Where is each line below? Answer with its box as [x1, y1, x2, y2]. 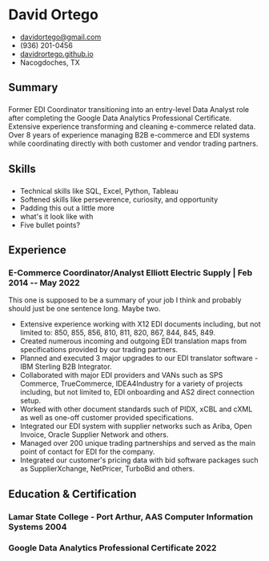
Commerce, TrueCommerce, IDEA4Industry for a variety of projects [19, 379, 243, 389]
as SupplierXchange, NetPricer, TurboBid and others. [19, 464, 195, 474]
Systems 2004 [8, 521, 67, 532]
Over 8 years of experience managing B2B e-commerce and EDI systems [8, 130, 251, 140]
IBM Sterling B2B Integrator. [19, 362, 112, 371]
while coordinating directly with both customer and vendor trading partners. [8, 138, 259, 149]
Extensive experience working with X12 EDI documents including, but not [19, 319, 262, 329]
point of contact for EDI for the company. [19, 447, 155, 457]
